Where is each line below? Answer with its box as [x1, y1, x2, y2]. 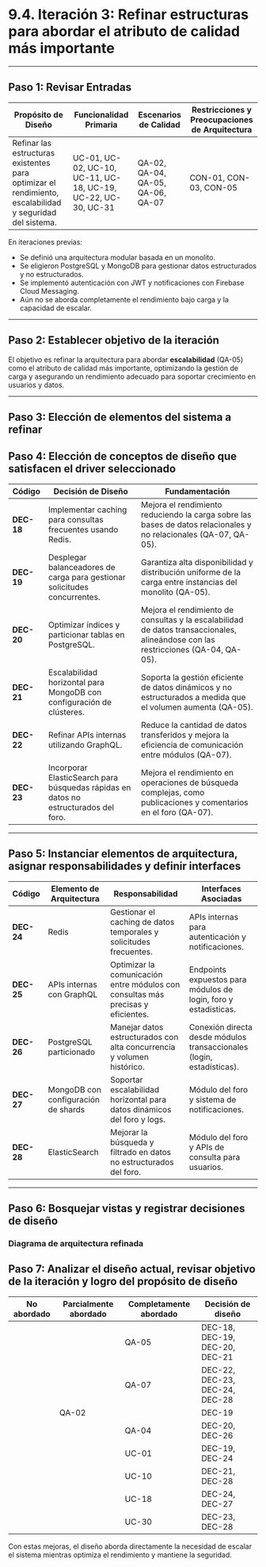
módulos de [188, 984, 234, 995]
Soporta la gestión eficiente [141, 672, 244, 683]
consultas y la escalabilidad [141, 614, 244, 625]
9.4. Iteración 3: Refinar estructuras [8, 6, 249, 24]
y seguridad [12, 206, 57, 218]
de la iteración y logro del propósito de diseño [8, 1275, 238, 1288]
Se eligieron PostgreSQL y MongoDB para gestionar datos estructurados [19, 260, 257, 271]
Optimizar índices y [47, 619, 120, 630]
